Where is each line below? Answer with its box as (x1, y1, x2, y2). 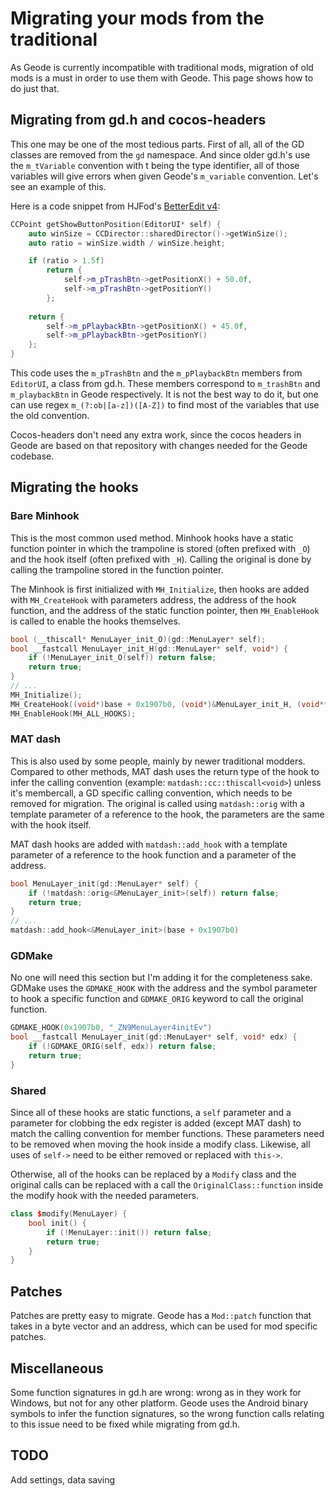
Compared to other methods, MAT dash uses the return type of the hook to (10, 765, 320, 777)
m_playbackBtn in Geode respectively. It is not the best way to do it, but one (10, 388, 319, 400)
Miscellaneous (10, 1360, 104, 1377)
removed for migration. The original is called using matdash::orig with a (10, 797, 305, 809)
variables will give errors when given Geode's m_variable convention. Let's (10, 170, 319, 182)
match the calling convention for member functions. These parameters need (10, 1128, 325, 1140)
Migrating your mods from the (10, 7, 265, 30)
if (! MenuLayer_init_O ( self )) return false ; (28, 653, 217, 663)
